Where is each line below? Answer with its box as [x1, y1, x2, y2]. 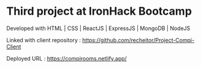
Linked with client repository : [6, 36, 82, 43]
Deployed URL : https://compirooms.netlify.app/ [6, 55, 127, 62]
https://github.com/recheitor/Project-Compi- [82, 36, 195, 43]
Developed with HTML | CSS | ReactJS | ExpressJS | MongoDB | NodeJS [6, 25, 191, 32]
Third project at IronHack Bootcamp [6, 4, 192, 18]
